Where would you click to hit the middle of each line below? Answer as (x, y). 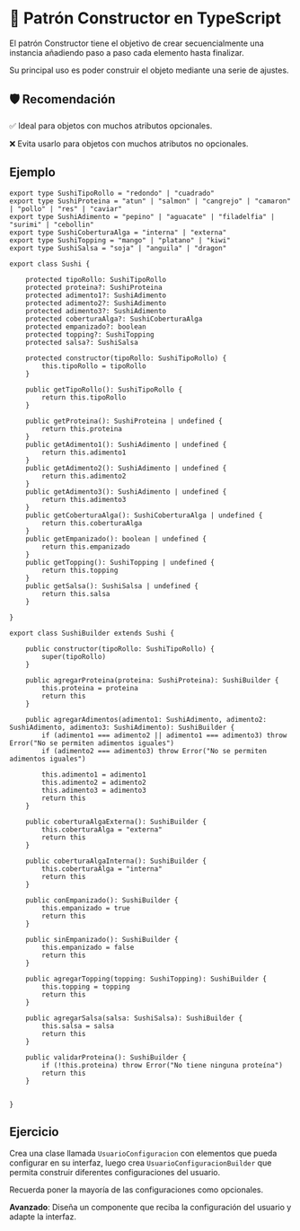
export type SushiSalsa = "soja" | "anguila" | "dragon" (118, 248)
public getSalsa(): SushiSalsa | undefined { (112, 586)
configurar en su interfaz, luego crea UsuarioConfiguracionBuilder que (141, 1163)
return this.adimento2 (84, 476)
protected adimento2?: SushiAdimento (96, 303)
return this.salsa (76, 594)
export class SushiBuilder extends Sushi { (92, 633)
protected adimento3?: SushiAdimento (96, 311)
